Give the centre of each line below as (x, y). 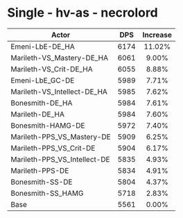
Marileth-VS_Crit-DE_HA (52, 69)
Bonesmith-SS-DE (42, 182)
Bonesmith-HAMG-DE (48, 125)
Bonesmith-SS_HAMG (47, 193)
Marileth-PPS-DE (40, 170)
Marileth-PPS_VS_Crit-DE (53, 148)
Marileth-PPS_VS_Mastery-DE (61, 137)
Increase (157, 35)
